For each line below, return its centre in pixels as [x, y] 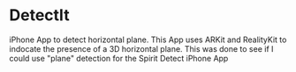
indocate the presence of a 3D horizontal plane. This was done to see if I [141, 48]
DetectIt [39, 15]
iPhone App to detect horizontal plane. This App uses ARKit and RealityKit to [148, 40]
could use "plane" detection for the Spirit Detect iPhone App [119, 58]
